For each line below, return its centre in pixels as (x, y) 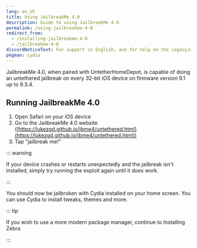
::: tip (12, 211)
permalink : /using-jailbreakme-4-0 (50, 28)
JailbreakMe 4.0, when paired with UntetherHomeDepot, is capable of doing (98, 72)
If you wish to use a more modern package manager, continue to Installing (96, 222)
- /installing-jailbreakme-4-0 (50, 39)
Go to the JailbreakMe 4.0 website (56, 123)
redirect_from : (25, 33)
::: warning (19, 153)
